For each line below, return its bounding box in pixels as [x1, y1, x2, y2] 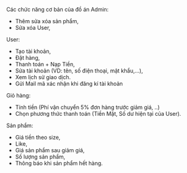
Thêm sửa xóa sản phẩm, [15, 18, 79, 24]
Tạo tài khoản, [15, 48, 51, 55]
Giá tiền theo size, [15, 134, 61, 141]
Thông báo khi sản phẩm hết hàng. [15, 160, 103, 167]
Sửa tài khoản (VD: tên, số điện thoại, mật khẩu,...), [15, 67, 143, 74]
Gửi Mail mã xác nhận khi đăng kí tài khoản [15, 80, 123, 87]
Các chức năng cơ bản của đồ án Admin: [6, 6, 109, 13]
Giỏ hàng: [6, 92, 31, 99]
